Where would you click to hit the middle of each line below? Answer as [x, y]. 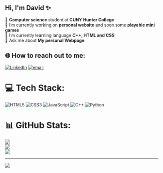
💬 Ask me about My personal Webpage [45, 40]
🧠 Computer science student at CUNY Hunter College [60, 19]
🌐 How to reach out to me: [45, 56]
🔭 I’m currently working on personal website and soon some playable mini [80, 25]
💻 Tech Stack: [35, 88]
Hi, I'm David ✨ [28, 8]
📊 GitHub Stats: [38, 125]
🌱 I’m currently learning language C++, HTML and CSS [60, 35]
